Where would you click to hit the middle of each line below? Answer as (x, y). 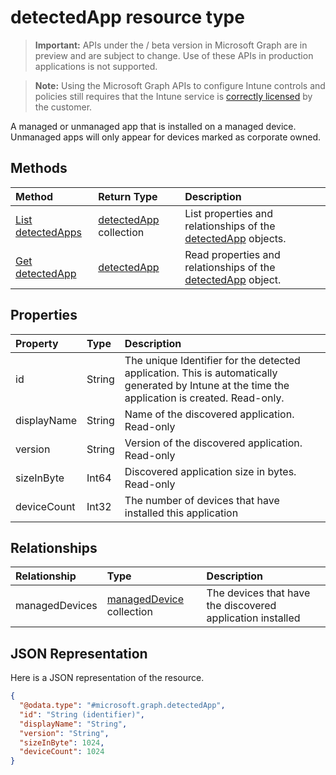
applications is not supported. (96, 66)
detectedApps (48, 232)
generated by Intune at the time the (207, 385)
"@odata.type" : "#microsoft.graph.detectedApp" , (122, 706)
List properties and (229, 213)
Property (37, 343)
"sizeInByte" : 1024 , (62, 742)
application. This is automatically (201, 373)
